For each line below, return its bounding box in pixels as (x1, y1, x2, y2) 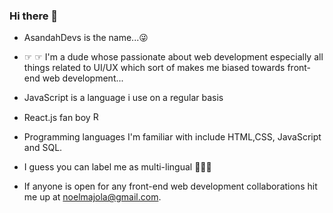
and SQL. (23, 142, 63, 154)
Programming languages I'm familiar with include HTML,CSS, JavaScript (23, 131, 322, 143)
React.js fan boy (23, 112, 91, 124)
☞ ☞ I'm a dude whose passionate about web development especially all (23, 51, 324, 63)
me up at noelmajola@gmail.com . (23, 191, 162, 203)
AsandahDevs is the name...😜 (23, 32, 149, 44)
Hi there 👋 (9, 9, 59, 23)
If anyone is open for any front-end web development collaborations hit (23, 180, 318, 193)
